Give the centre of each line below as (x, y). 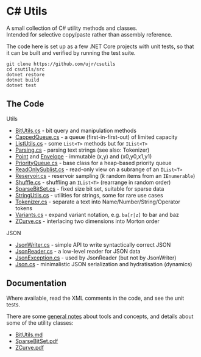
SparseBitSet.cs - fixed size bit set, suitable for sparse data (90, 189)
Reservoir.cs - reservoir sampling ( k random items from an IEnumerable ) (105, 175)
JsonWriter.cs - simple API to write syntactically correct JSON (93, 244)
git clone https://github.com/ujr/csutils (61, 64)
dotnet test (21, 85)
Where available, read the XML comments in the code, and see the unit (95, 298)
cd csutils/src (26, 69)
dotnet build (23, 80)
